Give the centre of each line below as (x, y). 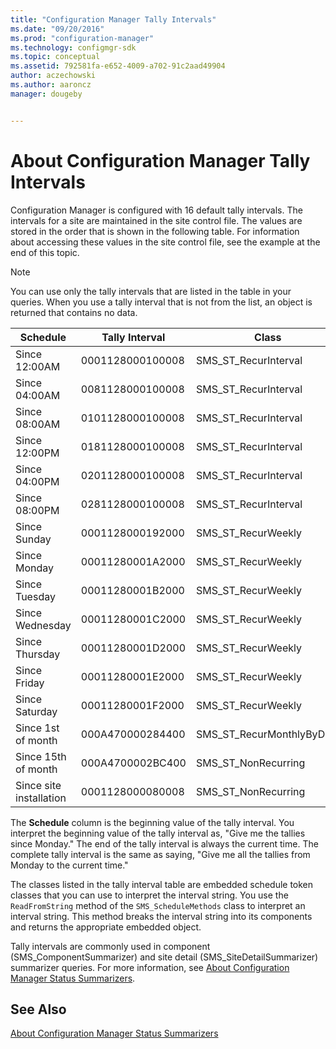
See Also (38, 1009)
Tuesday (35, 596)
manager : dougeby (46, 94)
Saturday (36, 711)
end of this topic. (45, 252)
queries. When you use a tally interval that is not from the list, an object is (161, 302)
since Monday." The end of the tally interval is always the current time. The (164, 843)
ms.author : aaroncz (51, 85)
